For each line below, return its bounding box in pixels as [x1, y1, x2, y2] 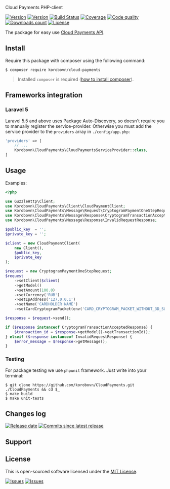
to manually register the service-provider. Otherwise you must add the [5, 123, 152, 129]
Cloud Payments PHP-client [5, 5, 63, 10]
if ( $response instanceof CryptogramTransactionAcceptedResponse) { [5, 325, 153, 330]
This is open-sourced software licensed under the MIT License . [5, 468, 138, 474]
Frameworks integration [5, 91, 82, 99]
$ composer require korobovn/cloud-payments [5, 67, 101, 73]
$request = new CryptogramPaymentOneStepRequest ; [5, 269, 112, 274]
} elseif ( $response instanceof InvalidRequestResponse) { [5, 334, 133, 339]
